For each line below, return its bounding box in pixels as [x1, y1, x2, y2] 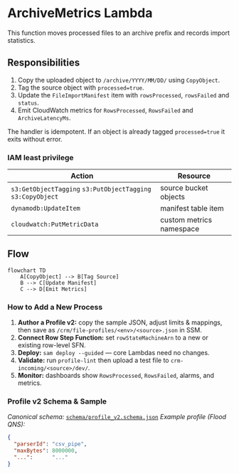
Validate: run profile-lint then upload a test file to [17, 356, 169, 364]
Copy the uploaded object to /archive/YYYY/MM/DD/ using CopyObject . [17, 75, 221, 84]
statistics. [7, 36, 36, 44]
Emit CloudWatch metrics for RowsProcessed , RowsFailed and [17, 105, 193, 115]
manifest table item [159, 204, 224, 214]
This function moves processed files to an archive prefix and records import [7, 28, 230, 37]
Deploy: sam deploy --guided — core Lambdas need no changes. [17, 349, 210, 357]
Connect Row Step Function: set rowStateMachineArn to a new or [17, 333, 208, 342]
